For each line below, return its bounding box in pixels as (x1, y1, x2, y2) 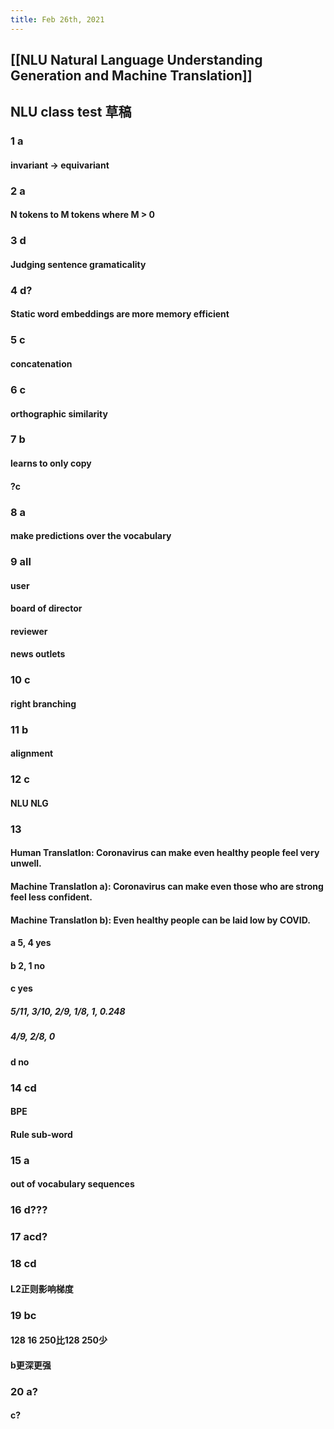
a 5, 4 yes (10, 937, 52, 949)
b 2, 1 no (10, 959, 46, 971)
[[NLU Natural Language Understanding (10, 52, 263, 69)
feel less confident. (10, 891, 93, 903)
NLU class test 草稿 (10, 104, 132, 121)
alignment (10, 747, 54, 760)
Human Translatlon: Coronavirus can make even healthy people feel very (10, 847, 320, 859)
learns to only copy (10, 457, 92, 470)
